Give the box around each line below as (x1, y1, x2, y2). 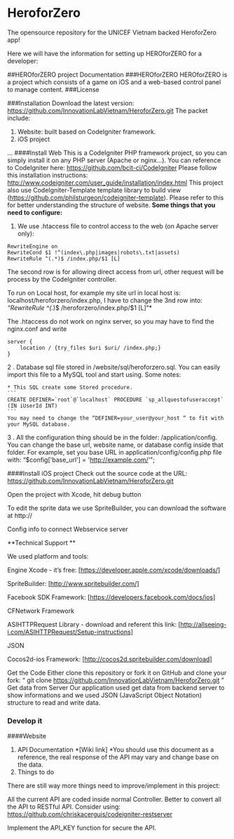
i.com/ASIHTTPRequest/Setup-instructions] (7, 627, 133, 636)
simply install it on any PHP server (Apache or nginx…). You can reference (7, 156, 221, 164)
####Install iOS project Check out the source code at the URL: (7, 469, 188, 477)
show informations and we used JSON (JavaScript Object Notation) (7, 691, 202, 699)
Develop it (7, 715, 43, 725)
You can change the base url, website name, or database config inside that (7, 441, 224, 449)
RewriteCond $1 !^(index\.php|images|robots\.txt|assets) (7, 249, 180, 256)
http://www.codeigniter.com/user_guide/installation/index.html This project (7, 178, 223, 187)
